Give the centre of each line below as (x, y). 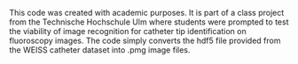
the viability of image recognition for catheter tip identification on (128, 31)
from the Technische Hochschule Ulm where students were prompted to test (149, 22)
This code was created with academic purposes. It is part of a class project (147, 13)
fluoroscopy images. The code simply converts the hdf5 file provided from (145, 40)
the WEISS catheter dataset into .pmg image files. (100, 50)
